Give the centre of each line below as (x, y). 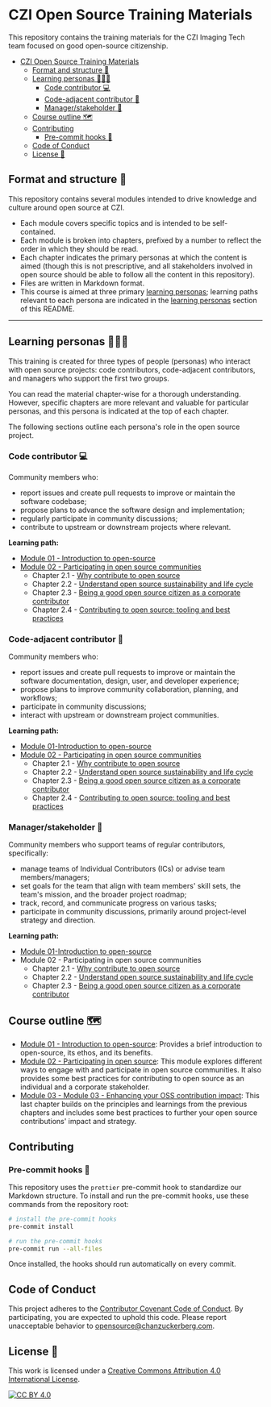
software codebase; (53, 501)
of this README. (47, 309)
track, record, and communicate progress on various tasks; (119, 903)
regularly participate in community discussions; (99, 518)
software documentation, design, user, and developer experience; (129, 681)
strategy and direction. (58, 920)
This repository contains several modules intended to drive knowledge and (132, 198)
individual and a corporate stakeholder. (85, 1087)
